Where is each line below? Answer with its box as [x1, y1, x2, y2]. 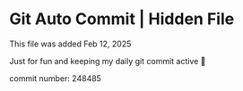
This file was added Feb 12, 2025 [9, 38, 132, 49]
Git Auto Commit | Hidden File [9, 9, 235, 29]
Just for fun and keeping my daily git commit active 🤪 [9, 55, 206, 66]
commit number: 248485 [9, 72, 101, 84]
